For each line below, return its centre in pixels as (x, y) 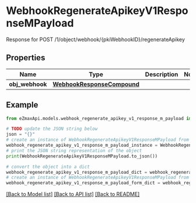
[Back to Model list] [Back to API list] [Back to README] (73, 194)
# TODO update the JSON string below (52, 129)
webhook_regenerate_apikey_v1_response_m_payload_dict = (77, 172)
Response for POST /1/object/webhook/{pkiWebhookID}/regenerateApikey (96, 39)
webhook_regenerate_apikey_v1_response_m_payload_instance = (82, 145)
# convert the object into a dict (48, 167)
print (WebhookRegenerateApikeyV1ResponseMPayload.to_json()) (82, 156)
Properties (26, 58)
